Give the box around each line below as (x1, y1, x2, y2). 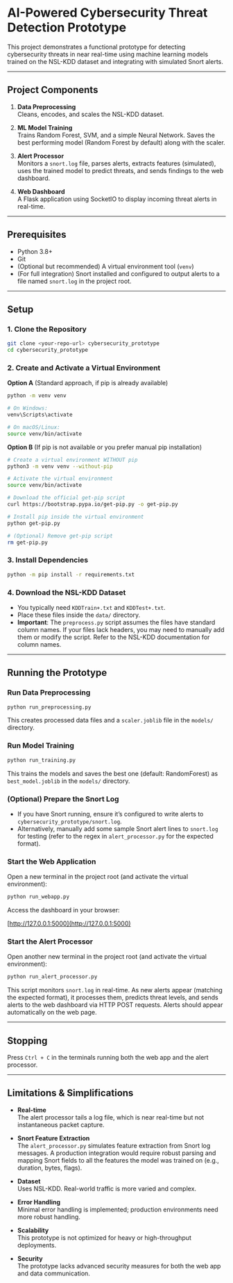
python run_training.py (7, 757, 76, 764)
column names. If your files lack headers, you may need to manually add (17, 625, 225, 634)
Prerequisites (7, 229, 67, 241)
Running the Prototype (7, 667, 107, 679)
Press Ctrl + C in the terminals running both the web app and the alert (7, 1054, 209, 1062)
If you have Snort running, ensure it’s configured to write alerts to (17, 809, 204, 818)
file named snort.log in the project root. (17, 277, 132, 285)
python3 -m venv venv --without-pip (7, 462, 113, 470)
